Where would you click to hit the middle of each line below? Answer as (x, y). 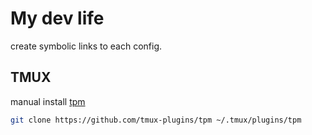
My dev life (57, 18)
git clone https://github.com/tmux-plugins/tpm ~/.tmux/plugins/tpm (156, 120)
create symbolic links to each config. (86, 46)
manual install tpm (48, 101)
